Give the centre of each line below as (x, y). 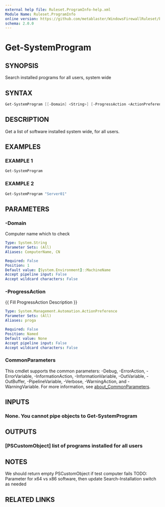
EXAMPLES (23, 147)
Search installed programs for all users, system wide (58, 78)
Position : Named (22, 334)
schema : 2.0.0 (20, 23)
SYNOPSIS (22, 66)
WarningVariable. (23, 387)
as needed (16, 484)
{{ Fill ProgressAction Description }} (41, 302)
